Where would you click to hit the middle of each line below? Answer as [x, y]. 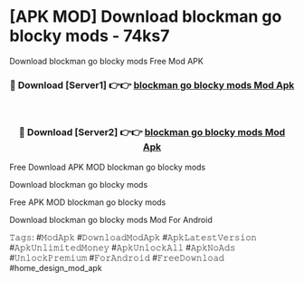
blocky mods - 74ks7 [90, 36]
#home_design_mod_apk [56, 267]
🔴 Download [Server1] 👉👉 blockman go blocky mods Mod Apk [152, 85]
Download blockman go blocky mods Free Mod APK [106, 61]
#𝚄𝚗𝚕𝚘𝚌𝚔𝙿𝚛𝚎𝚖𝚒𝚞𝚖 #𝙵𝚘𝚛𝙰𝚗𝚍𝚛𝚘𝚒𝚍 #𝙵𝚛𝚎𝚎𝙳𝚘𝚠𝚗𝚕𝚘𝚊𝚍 [117, 258]
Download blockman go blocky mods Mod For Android [111, 219]
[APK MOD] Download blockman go [146, 17]
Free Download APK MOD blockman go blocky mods [108, 167]
